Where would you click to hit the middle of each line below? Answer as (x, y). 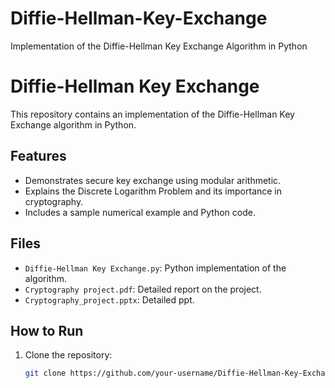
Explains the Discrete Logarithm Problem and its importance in (153, 191)
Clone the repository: (68, 355)
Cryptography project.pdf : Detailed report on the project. (143, 289)
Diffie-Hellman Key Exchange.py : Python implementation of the (155, 268)
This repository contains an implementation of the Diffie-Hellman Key (152, 114)
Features (38, 156)
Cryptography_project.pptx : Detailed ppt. (109, 299)
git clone (45, 373)
